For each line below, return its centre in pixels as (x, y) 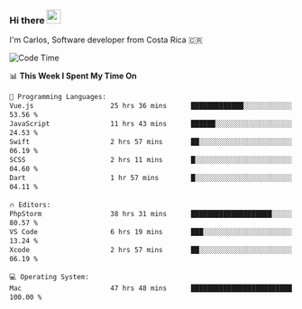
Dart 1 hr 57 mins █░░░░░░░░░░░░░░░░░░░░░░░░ (151, 178)
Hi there (27, 20)
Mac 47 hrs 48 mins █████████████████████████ (151, 288)
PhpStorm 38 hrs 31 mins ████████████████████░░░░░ (151, 214)
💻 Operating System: (50, 277)
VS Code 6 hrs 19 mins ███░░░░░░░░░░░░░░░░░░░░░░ (151, 232)
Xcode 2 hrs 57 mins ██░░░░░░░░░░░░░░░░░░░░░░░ (151, 250)
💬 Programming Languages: (58, 97)
